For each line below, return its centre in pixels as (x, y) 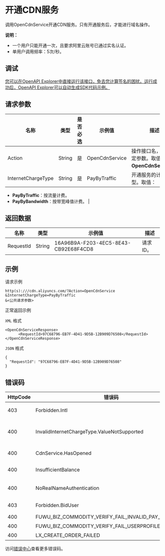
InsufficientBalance (58, 470)
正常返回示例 (18, 310)
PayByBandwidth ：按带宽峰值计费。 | (51, 201)
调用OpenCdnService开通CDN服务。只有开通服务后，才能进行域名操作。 (79, 25)
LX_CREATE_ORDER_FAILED (68, 535)
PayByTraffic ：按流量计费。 (41, 195)
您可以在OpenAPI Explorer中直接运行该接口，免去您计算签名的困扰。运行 (79, 81)
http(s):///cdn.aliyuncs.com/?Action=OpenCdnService (60, 291)
